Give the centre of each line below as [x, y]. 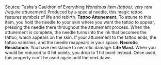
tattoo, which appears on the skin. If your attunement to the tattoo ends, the [81, 37]
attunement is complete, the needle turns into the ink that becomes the [76, 32]
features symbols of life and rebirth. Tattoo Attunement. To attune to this [78, 17]
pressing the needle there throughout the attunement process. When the [78, 27]
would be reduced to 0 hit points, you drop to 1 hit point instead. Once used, [81, 53]
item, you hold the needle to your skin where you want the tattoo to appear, [80, 22]
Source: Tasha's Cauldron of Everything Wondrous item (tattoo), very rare [79, 7]
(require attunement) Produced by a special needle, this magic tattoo [74, 12]
